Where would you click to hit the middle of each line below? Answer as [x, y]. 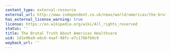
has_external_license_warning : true [44, 19]
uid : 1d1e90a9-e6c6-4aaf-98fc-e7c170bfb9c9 [52, 38]
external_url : [20, 15]
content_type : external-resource [41, 10]
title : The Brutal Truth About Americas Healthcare [61, 33]
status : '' [17, 29]
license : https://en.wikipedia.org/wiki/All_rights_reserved [72, 24]
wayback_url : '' [22, 43]
